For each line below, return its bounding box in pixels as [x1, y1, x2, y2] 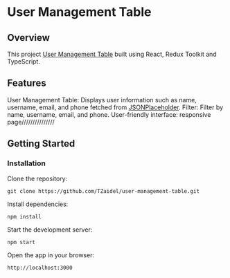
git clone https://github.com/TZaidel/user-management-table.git [7, 187, 200, 194]
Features [7, 77, 46, 89]
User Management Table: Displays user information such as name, [7, 95, 197, 104]
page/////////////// [7, 118, 55, 126]
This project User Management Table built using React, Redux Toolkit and [7, 50, 217, 58]
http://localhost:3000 [7, 264, 73, 271]
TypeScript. [7, 57, 40, 66]
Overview [7, 32, 51, 44]
